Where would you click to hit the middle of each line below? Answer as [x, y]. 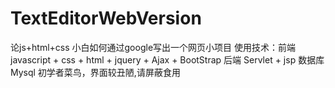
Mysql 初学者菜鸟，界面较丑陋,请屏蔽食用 [95, 72]
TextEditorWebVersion [106, 18]
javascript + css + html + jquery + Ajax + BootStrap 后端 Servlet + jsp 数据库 [167, 59]
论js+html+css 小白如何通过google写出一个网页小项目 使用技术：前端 [153, 47]
